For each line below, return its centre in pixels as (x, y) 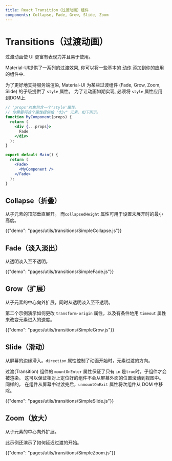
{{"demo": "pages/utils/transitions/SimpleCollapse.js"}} (63, 230)
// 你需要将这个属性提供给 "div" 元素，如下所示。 (53, 112)
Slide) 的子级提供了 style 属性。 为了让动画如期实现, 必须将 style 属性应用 (84, 91)
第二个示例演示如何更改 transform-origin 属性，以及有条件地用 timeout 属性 (86, 313)
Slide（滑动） (27, 347)
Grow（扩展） (28, 289)
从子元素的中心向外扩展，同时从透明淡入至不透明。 (59, 302)
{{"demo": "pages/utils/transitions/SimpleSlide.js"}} (60, 401)
